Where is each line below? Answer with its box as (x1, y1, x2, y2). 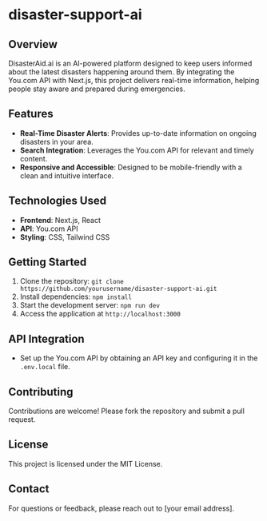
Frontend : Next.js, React (19, 215, 102, 225)
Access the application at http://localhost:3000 (19, 309, 181, 319)
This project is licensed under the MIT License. (8, 459, 163, 468)
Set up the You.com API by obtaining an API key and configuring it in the (19, 353, 258, 363)
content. (19, 153, 48, 163)
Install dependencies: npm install (19, 292, 132, 301)
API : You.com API (19, 224, 78, 233)
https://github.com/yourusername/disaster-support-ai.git (19, 285, 217, 293)
